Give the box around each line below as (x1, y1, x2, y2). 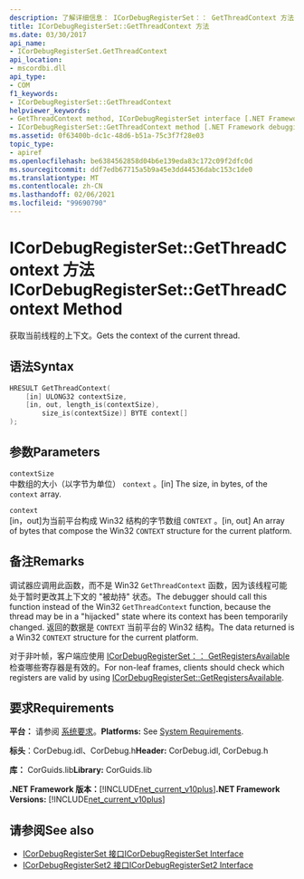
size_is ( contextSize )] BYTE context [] (42, 409, 188, 418)
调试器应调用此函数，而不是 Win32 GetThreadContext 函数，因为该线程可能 (9, 579, 288, 590)
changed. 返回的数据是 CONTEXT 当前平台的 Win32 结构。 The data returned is (9, 622, 295, 633)
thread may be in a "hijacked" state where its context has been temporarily (9, 611, 289, 622)
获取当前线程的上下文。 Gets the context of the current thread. (9, 330, 241, 341)
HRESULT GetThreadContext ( (9, 383, 111, 392)
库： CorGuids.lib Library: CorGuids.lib (9, 765, 152, 776)
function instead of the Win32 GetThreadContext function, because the (9, 601, 271, 612)
